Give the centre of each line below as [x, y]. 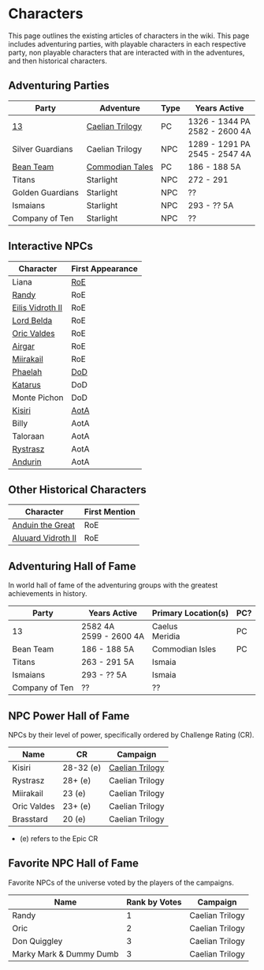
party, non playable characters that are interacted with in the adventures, [126, 52]
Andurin [27, 462]
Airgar [24, 346]
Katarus [26, 384]
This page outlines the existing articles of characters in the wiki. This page [129, 36]
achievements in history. [48, 594]
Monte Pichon [38, 398]
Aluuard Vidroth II [45, 538]
